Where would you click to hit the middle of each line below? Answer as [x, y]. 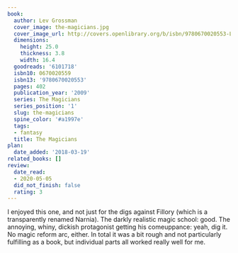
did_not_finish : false [47, 185]
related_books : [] [34, 159]
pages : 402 [30, 86]
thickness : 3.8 [42, 54]
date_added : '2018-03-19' [52, 152]
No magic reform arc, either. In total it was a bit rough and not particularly [114, 235]
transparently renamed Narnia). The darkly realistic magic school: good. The [119, 220]
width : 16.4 [38, 60]
